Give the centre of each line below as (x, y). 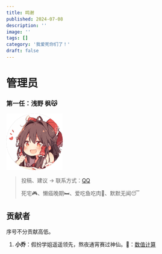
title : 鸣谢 (20, 13)
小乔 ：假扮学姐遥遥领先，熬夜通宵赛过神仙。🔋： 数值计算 (85, 244)
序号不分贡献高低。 (30, 232)
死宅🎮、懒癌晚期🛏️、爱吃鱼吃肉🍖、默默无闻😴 (80, 193)
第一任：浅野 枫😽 (32, 104)
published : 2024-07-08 (35, 19)
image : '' (19, 32)
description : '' (26, 25)
